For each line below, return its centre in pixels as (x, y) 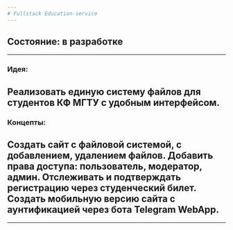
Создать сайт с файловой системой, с (95, 145)
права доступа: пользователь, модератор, (105, 167)
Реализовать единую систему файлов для (104, 92)
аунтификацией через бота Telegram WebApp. (113, 210)
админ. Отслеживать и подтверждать (94, 177)
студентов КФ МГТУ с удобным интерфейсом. (113, 102)
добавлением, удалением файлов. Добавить (110, 156)
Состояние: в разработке (65, 42)
